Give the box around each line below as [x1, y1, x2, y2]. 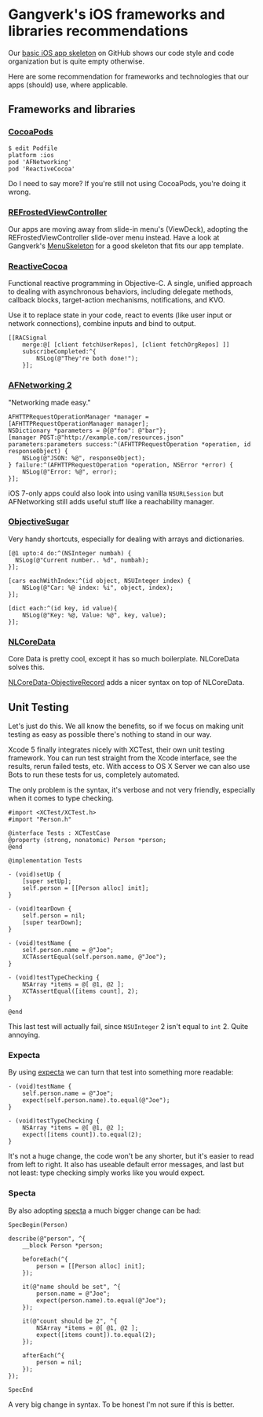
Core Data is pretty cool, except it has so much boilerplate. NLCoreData [8, 654, 239, 664]
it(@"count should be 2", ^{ [22, 1317, 118, 1325]
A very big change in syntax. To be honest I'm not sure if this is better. [8, 1400, 235, 1409]
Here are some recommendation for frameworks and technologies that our [8, 71, 249, 81]
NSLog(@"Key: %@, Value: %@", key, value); [22, 611, 167, 619]
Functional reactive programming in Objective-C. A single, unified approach [8, 279, 253, 288]
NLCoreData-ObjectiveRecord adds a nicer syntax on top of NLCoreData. [8, 678, 245, 687]
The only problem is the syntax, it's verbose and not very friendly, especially [8, 785, 256, 794]
